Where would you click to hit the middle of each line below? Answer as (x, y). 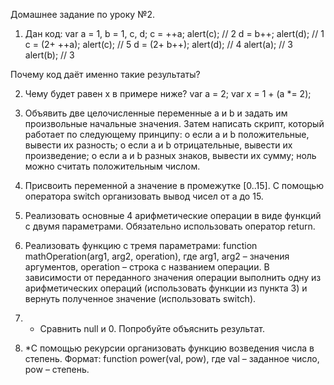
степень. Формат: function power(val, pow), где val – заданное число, (172, 358)
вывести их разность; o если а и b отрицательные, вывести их (158, 145)
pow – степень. (57, 369)
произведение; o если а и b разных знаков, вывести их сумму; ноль (170, 155)
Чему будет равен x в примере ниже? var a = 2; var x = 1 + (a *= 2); (168, 93)
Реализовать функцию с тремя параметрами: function (141, 245)
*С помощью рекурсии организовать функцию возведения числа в (169, 348)
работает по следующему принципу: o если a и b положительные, (167, 134)
